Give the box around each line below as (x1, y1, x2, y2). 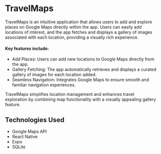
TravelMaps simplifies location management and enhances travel (5, 92, 134, 97)
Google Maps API (12, 128, 47, 134)
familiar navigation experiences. (12, 82, 76, 88)
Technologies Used (5, 116, 64, 124)
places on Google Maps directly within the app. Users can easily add (5, 24, 142, 30)
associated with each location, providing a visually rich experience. (5, 34, 139, 40)
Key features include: (5, 46, 49, 51)
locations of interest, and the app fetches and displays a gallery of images (5, 29, 152, 35)
